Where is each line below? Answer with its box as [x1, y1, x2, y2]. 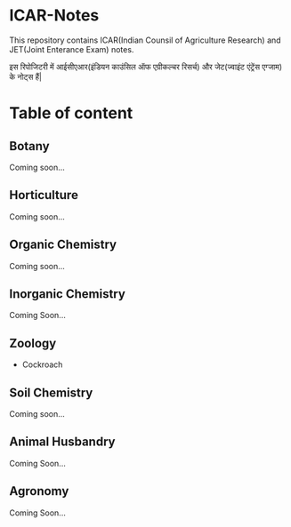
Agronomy [9, 483, 69, 499]
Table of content [9, 103, 133, 124]
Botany [9, 139, 51, 154]
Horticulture [9, 188, 78, 203]
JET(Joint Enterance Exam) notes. [9, 44, 134, 54]
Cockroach [21, 359, 63, 370]
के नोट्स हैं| [9, 71, 43, 82]
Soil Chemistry [9, 385, 93, 400]
